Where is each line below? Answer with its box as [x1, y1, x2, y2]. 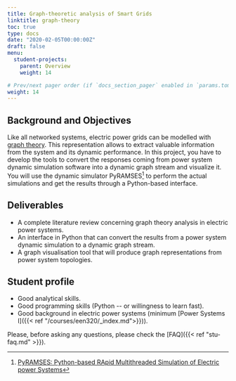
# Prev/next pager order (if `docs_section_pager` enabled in [7, 82, 193, 89]
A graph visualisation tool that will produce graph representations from [17, 247, 223, 257]
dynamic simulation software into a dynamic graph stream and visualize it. [7, 163, 222, 172]
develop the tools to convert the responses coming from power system [7, 155, 213, 164]
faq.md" [7, 338, 31, 347]
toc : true [7, 23, 37, 30]
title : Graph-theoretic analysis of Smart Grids [7, 10, 152, 18]
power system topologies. [17, 255, 93, 264]
